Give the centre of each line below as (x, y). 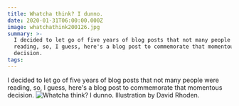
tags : (15, 60)
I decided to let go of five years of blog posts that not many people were (113, 80)
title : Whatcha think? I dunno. (55, 14)
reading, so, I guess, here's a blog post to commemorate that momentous (115, 87)
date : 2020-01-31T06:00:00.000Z (55, 20)
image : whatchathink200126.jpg (54, 27)
